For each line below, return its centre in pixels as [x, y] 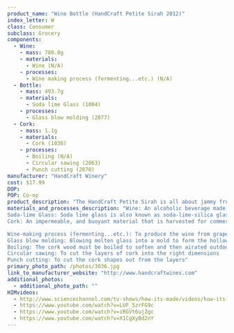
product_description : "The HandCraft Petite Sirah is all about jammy [112, 202]
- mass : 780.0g [42, 53]
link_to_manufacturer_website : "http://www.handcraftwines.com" [102, 273]
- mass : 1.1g [39, 131]
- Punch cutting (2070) [60, 169]
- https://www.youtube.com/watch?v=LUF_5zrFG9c [84, 305]
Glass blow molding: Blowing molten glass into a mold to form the [107, 240]
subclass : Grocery [34, 33]
